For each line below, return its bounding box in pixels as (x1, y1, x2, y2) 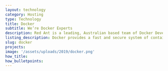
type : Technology (5, 16, 41, 21)
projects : (5, 44, 26, 49)
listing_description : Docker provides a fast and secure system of (5, 35, 149, 40)
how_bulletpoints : (5, 58, 43, 63)
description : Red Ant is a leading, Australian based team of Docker (5, 30, 153, 35)
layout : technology (5, 7, 46, 12)
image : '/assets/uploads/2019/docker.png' (5, 49, 95, 54)
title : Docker (5, 21, 35, 26)
